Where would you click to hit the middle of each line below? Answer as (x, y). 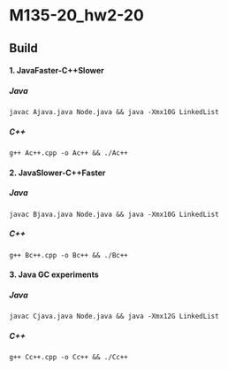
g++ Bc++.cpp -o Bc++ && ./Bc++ (68, 255)
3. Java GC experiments (54, 274)
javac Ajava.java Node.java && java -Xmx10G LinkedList (114, 112)
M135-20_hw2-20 (76, 15)
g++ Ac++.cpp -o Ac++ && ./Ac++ (68, 153)
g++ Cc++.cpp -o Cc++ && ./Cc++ (68, 358)
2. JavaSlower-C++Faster (57, 173)
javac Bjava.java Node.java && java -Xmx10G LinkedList (114, 214)
